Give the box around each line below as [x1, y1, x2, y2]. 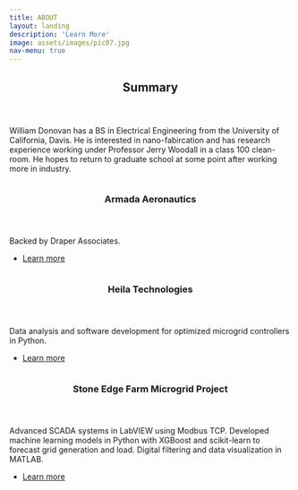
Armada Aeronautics [104, 193, 197, 206]
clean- [251, 144, 276, 155]
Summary [122, 80, 179, 95]
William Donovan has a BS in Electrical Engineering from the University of [9, 125, 280, 135]
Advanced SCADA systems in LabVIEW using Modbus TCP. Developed [9, 426, 270, 436]
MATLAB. [9, 454, 44, 465]
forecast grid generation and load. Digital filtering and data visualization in [9, 444, 282, 455]
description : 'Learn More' [9, 30, 110, 39]
